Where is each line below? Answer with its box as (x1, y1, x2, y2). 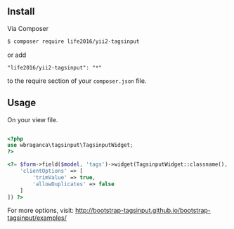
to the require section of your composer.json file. (7, 77, 147, 85)
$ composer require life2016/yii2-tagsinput (7, 38, 140, 45)
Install (7, 6, 35, 18)
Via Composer (7, 24, 49, 32)
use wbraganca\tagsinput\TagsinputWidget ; (7, 142, 134, 149)
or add (7, 51, 27, 59)
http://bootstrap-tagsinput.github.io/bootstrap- (74, 207, 211, 215)
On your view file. (7, 115, 58, 124)
